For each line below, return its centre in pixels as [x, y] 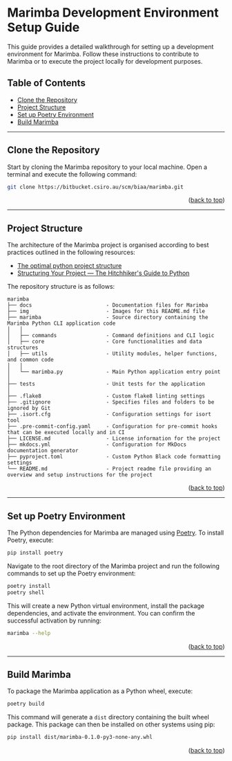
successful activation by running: [54, 620]
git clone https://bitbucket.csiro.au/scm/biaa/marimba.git [96, 187]
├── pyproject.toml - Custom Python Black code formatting [114, 457]
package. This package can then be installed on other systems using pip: [111, 724]
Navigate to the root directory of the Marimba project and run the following [113, 566]
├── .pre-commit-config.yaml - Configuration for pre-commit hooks [112, 427]
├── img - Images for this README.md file [106, 312]
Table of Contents [47, 83]
